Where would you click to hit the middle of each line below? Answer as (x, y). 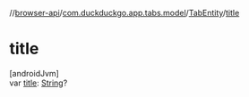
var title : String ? (39, 83)
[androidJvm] (34, 73)
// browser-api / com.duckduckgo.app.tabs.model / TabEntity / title (124, 13)
